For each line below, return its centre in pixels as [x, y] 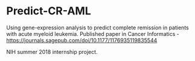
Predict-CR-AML [49, 11]
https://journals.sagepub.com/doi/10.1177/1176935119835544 [82, 40]
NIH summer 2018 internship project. [52, 51]
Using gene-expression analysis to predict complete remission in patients [97, 28]
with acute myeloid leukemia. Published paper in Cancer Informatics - [93, 33]
